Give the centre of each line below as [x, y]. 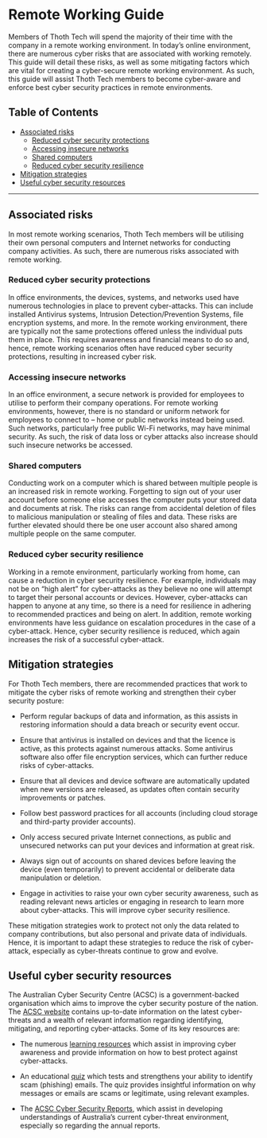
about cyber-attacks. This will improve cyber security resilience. [125, 910]
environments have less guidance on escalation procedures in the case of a [132, 622]
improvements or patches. [62, 797]
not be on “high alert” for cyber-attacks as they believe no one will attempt [130, 588]
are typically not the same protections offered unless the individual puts [126, 331]
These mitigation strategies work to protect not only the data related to [124, 926]
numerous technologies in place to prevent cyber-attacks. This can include [131, 306]
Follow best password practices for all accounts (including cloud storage [139, 813]
